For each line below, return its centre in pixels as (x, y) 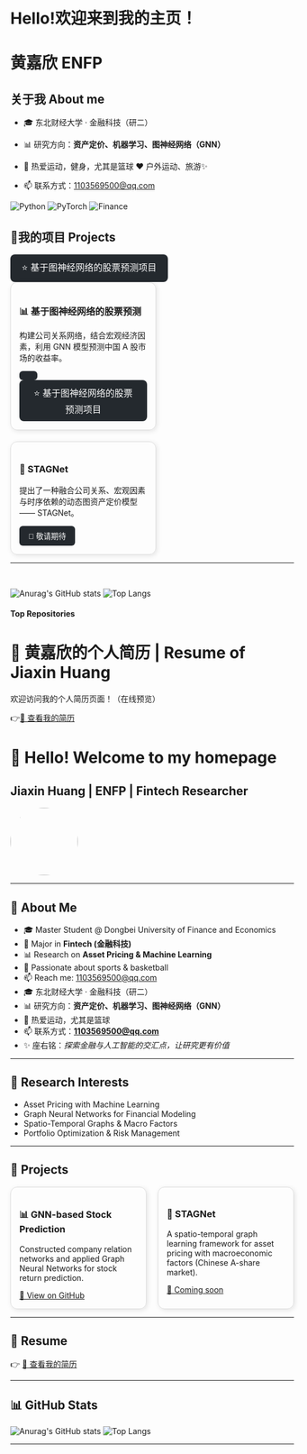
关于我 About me (58, 99)
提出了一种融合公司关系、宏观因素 (82, 490)
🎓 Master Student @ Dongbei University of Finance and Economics (149, 929)
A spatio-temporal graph (212, 1234)
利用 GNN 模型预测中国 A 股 (86, 347)
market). (182, 1272)
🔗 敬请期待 (47, 536)
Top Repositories (43, 614)
